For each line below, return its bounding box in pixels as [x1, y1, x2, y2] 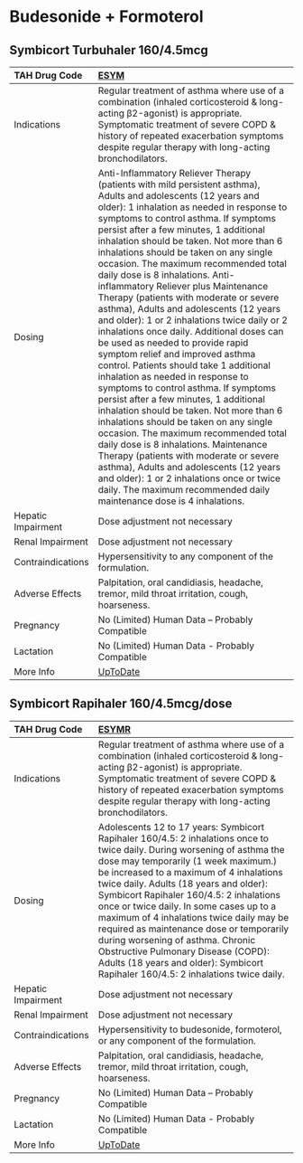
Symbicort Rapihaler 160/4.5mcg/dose [9, 696, 233, 712]
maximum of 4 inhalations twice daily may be [97, 911, 289, 923]
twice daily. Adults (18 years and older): [97, 877, 269, 890]
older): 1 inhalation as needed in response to [97, 201, 288, 213]
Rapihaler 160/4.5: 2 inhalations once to [97, 832, 269, 845]
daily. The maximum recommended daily [97, 484, 271, 496]
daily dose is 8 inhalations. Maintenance [97, 439, 268, 450]
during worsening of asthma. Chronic [97, 933, 256, 946]
